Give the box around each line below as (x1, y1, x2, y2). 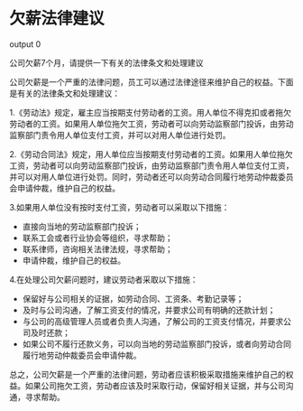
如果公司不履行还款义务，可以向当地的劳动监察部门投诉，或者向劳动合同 (22, 338, 291, 349)
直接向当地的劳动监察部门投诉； (22, 220, 142, 231)
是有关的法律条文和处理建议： (9, 88, 120, 98)
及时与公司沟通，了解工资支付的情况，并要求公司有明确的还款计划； (22, 304, 276, 315)
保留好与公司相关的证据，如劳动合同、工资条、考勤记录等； (22, 293, 244, 304)
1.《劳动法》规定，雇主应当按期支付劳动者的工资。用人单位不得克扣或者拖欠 (9, 107, 291, 117)
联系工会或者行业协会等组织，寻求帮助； (22, 232, 173, 243)
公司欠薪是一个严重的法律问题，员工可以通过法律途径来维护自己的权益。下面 (9, 76, 294, 87)
